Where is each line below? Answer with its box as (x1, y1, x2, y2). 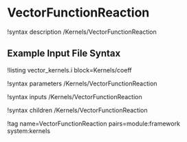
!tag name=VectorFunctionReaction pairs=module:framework (7, 119, 181, 128)
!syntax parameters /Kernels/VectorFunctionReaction (7, 79, 157, 88)
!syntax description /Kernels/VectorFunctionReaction (7, 28, 157, 36)
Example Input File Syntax (7, 48, 121, 59)
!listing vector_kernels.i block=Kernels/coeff (7, 65, 132, 74)
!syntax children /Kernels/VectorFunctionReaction (7, 105, 148, 114)
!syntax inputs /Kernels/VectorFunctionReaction (7, 92, 142, 101)
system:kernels (7, 126, 50, 135)
